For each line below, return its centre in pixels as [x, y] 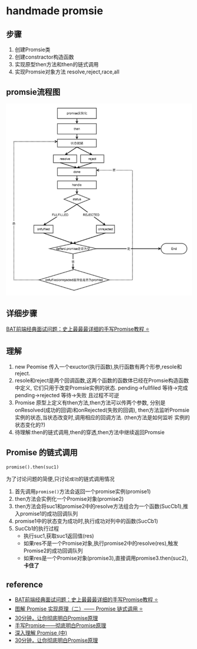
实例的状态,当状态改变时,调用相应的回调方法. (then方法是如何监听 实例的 [102, 417]
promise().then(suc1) [33, 467]
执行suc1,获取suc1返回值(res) [59, 536]
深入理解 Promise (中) [41, 633]
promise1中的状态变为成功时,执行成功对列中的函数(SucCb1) [86, 521]
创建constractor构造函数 [44, 57]
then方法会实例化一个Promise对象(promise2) [69, 499]
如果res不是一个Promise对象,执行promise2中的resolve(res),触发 [101, 544]
